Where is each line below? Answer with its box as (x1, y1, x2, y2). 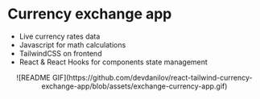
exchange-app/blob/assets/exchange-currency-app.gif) (41, 81, 228, 91)
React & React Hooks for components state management (19, 57, 208, 67)
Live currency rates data (19, 31, 101, 41)
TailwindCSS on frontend (19, 48, 102, 58)
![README (16, 72, 51, 82)
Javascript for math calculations (19, 39, 126, 49)
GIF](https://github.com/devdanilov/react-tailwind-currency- (52, 72, 253, 82)
